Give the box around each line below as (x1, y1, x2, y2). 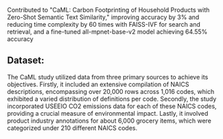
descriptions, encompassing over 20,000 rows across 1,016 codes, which (7, 87, 215, 95)
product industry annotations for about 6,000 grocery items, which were (7, 116, 211, 125)
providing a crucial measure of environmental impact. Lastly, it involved (7, 109, 209, 117)
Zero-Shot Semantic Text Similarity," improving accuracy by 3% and (7, 13, 200, 21)
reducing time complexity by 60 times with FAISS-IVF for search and (7, 21, 200, 28)
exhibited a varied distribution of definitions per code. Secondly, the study (7, 94, 217, 103)
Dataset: (7, 55, 45, 66)
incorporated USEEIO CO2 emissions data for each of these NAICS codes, (7, 102, 218, 110)
